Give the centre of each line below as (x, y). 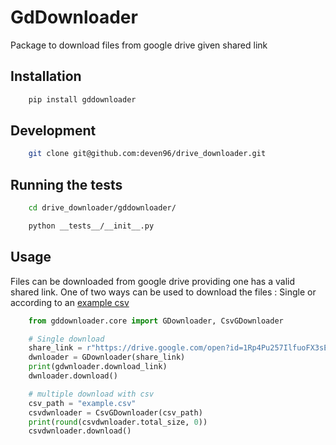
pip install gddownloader (82, 99)
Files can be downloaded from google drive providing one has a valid (153, 281)
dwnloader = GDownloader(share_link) (107, 357)
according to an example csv (70, 302)
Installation (46, 76)
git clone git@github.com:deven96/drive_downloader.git (147, 154)
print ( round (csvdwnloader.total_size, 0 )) (118, 422)
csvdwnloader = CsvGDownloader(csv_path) (115, 412)
